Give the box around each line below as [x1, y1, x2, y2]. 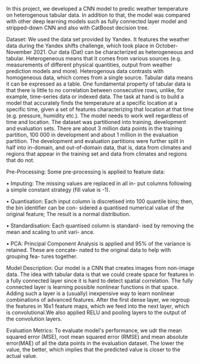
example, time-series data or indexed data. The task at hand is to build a [6, 93, 184, 100]
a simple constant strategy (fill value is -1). [6, 186, 110, 193]
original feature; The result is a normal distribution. [6, 211, 131, 217]
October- [155, 42, 178, 49]
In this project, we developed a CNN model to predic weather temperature [6, 5, 188, 12]
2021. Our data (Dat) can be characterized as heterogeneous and [33, 48, 194, 56]
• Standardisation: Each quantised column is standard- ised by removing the [6, 222, 194, 229]
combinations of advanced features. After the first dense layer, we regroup [6, 296, 190, 303]
